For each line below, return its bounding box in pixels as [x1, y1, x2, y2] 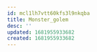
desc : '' [7, 22, 32, 29]
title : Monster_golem [7, 16, 69, 23]
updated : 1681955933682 [7, 28, 75, 36]
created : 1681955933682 [7, 35, 75, 42]
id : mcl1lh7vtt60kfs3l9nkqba [7, 9, 90, 17]
